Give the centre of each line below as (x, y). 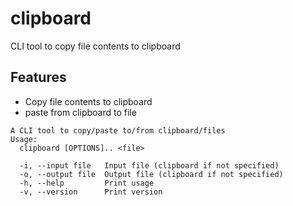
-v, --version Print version (91, 192)
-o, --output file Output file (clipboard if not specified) (151, 174)
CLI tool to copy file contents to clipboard (95, 46)
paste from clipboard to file (80, 112)
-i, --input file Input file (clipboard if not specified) (149, 165)
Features (38, 77)
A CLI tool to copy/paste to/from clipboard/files (118, 130)
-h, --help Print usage (87, 183)
